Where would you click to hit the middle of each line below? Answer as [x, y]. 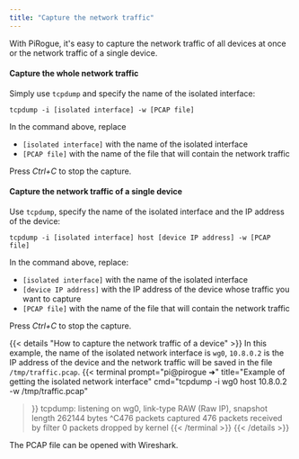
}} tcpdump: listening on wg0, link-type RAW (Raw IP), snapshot [149, 409]
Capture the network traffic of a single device [96, 192]
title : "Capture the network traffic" [82, 18]
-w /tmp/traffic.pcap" [48, 391]
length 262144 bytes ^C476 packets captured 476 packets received [157, 418]
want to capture [52, 299]
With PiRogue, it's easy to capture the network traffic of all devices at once [148, 43]
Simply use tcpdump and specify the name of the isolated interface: [132, 93]
